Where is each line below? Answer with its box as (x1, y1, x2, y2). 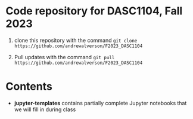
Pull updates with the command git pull (14, 53, 115, 60)
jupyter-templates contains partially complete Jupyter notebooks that (14, 99, 187, 106)
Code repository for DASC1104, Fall (5, 4, 183, 18)
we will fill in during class (14, 106, 76, 113)
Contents (5, 80, 53, 93)
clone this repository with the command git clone (14, 36, 138, 44)
